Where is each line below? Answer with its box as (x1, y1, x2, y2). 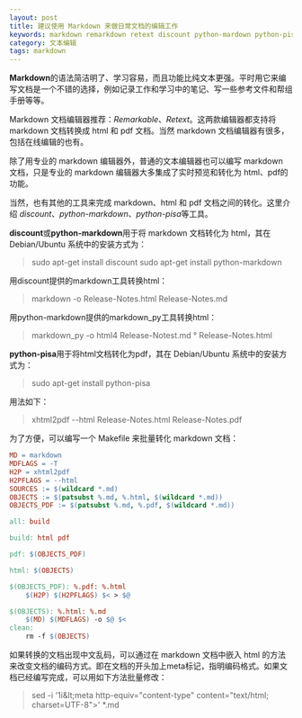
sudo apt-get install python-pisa (31, 378, 151, 389)
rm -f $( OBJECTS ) (25, 632, 91, 642)
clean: (9, 624, 34, 633)
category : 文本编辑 (9, 38, 77, 48)
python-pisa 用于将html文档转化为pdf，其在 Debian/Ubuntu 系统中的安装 (9, 348, 280, 360)
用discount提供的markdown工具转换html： (9, 275, 168, 286)
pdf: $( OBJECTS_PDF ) (9, 550, 87, 559)
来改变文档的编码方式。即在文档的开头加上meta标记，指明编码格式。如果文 (9, 660, 288, 671)
